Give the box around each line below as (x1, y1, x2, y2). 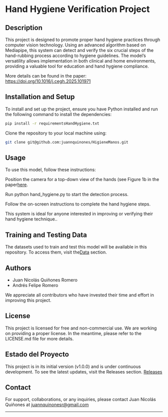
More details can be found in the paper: (5, 73, 86, 78)
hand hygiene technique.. (5, 216, 57, 222)
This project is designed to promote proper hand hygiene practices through (5, 36, 160, 42)
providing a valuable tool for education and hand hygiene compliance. (5, 63, 149, 69)
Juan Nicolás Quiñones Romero (12, 277, 77, 283)
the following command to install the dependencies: (5, 111, 111, 117)
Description (5, 23, 42, 32)
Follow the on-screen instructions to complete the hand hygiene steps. (5, 201, 151, 207)
